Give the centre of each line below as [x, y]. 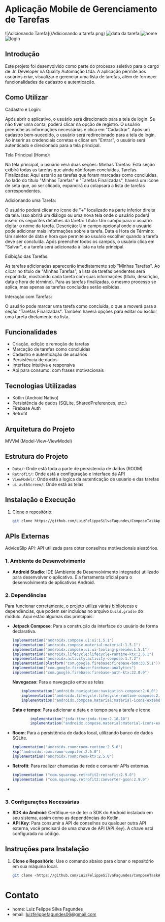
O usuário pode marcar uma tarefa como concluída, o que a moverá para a [81, 306]
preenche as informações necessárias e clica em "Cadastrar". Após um [78, 129]
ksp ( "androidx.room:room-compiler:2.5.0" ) [56, 752]
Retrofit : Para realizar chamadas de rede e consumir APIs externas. [81, 766]
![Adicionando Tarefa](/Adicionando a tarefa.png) [55, 33]
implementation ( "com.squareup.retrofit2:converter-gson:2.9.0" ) [81, 779]
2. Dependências [26, 595]
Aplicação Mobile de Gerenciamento [81, 9]
